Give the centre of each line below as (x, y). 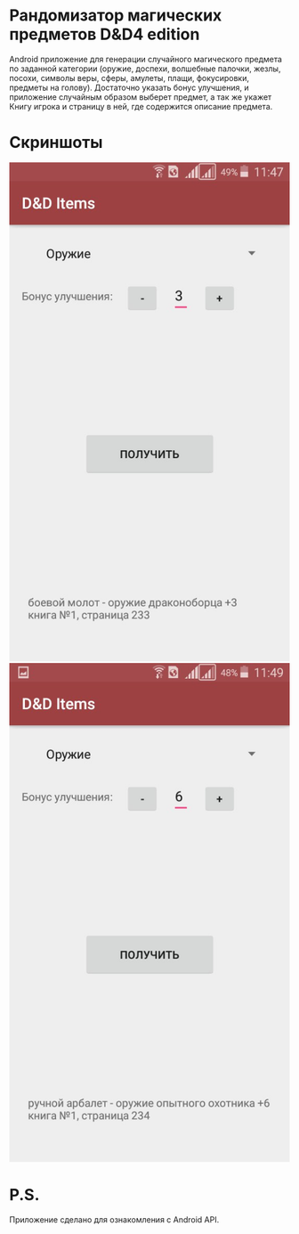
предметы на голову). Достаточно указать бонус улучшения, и (129, 87)
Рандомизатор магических (116, 16)
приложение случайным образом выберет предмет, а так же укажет (141, 97)
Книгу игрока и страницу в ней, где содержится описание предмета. (141, 106)
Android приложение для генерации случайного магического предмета (146, 59)
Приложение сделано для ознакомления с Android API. (114, 1219)
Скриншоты (56, 143)
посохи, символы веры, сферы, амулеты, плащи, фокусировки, (129, 78)
